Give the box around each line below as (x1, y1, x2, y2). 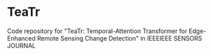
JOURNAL (7, 41, 36, 49)
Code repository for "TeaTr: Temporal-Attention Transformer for (7, 27, 188, 35)
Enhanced (7, 34, 36, 42)
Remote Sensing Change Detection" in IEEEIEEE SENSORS (36, 34, 203, 42)
